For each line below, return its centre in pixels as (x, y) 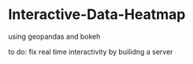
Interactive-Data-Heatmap (97, 15)
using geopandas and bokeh (54, 36)
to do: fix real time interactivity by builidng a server (91, 51)
